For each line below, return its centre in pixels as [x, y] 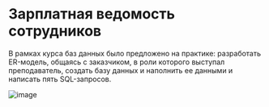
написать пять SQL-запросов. [60, 79]
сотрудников [55, 31]
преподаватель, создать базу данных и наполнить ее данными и [121, 70]
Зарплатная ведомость [92, 14]
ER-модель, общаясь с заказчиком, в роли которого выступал [117, 62]
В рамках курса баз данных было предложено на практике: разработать [135, 53]
